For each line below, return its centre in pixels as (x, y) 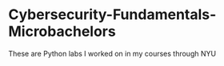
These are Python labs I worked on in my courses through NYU (112, 53)
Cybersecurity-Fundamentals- (112, 15)
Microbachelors (62, 31)
